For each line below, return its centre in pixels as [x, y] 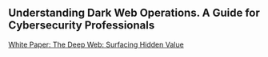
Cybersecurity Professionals [82, 26]
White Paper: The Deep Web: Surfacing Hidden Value [96, 44]
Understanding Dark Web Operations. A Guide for [134, 13]
